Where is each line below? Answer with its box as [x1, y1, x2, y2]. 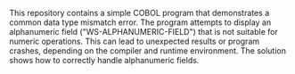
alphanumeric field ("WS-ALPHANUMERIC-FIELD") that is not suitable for [9, 27, 278, 37]
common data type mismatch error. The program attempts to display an [9, 17, 272, 28]
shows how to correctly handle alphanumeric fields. [9, 55, 200, 65]
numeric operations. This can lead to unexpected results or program [9, 36, 260, 46]
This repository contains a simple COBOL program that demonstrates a [9, 8, 270, 18]
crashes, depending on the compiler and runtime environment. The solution [9, 45, 287, 56]
